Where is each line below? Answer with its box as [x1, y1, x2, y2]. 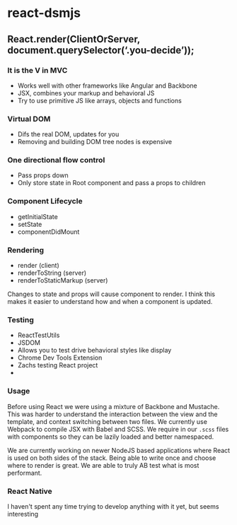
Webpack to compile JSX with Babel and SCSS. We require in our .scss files [7, 425, 229, 433]
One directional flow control [7, 155, 105, 165]
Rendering [7, 245, 45, 255]
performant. [7, 468, 42, 477]
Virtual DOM [7, 114, 51, 124]
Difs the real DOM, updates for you [17, 130, 120, 138]
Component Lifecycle [7, 196, 83, 206]
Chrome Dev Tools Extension [17, 353, 103, 362]
